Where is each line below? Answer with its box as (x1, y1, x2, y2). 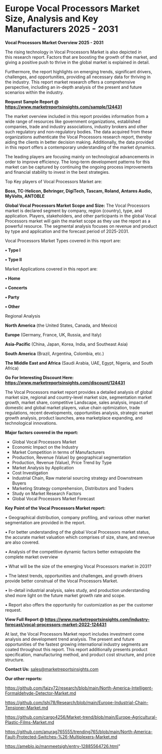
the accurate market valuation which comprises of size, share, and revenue (5, 534, 155, 540)
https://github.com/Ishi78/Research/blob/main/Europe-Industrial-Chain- (5, 700, 148, 705)
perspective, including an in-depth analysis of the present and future (5, 84, 142, 90)
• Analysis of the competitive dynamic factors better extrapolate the (5, 549, 141, 554)
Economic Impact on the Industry (12, 444, 78, 450)
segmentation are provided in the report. (5, 519, 86, 525)
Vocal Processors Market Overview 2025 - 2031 (5, 39, 104, 45)
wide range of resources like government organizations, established (5, 118, 141, 124)
